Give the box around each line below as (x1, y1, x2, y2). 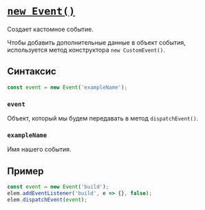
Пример (7, 165, 44, 177)
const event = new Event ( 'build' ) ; (7, 184, 109, 191)
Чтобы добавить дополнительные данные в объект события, (7, 38, 186, 46)
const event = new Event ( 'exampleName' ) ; (7, 84, 128, 91)
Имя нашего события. (7, 145, 72, 154)
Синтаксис (7, 65, 56, 77)
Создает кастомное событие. (7, 25, 94, 33)
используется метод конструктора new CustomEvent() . (7, 45, 165, 54)
